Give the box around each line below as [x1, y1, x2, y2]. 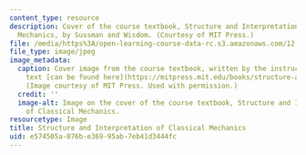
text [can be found [25, 73, 100, 82]
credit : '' [17, 89, 59, 98]
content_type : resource [9, 13, 100, 23]
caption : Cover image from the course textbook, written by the [17, 65, 267, 74]
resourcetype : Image [9, 115, 88, 124]
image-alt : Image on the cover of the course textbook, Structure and [17, 98, 291, 108]
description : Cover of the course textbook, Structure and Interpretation [9, 22, 300, 31]
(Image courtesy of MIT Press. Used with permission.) [25, 81, 239, 90]
